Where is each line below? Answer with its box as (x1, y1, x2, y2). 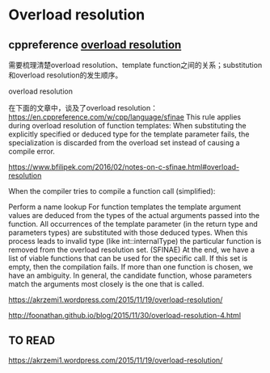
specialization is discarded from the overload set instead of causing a (8, 138, 240, 147)
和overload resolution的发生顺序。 (8, 70, 123, 80)
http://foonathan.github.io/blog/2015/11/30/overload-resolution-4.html (8, 311, 241, 320)
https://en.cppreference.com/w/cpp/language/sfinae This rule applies (8, 112, 241, 122)
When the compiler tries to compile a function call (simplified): (8, 186, 216, 195)
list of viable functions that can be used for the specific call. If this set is (8, 254, 248, 263)
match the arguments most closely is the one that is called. (8, 279, 205, 288)
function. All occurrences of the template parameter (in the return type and (8, 220, 259, 228)
